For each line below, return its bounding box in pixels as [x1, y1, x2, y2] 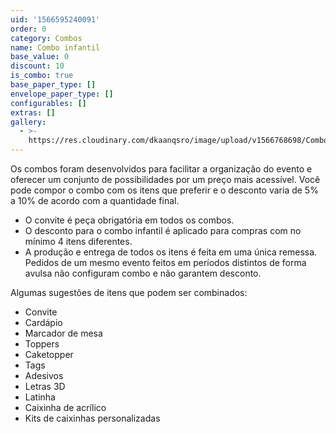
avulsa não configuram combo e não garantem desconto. [24, 267, 262, 279]
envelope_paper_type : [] [10, 89, 114, 99]
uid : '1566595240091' [10, 14, 101, 25]
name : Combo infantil [10, 42, 101, 53]
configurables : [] [10, 98, 87, 108]
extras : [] [10, 107, 56, 118]
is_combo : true [10, 71, 74, 81]
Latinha [24, 391, 56, 403]
